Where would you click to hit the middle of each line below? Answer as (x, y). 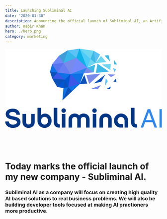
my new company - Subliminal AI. (76, 177)
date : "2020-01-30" (25, 16)
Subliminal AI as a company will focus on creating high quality (82, 192)
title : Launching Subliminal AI (39, 10)
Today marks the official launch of (77, 166)
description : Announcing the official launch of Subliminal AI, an (77, 21)
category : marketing (27, 37)
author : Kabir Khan (25, 26)
